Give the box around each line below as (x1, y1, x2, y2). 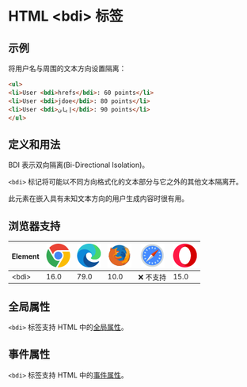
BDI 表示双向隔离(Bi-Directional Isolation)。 (8, 160, 150, 170)
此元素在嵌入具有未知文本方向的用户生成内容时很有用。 (8, 194, 188, 203)
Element (11, 251, 40, 261)
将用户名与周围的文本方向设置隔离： (8, 64, 127, 73)
